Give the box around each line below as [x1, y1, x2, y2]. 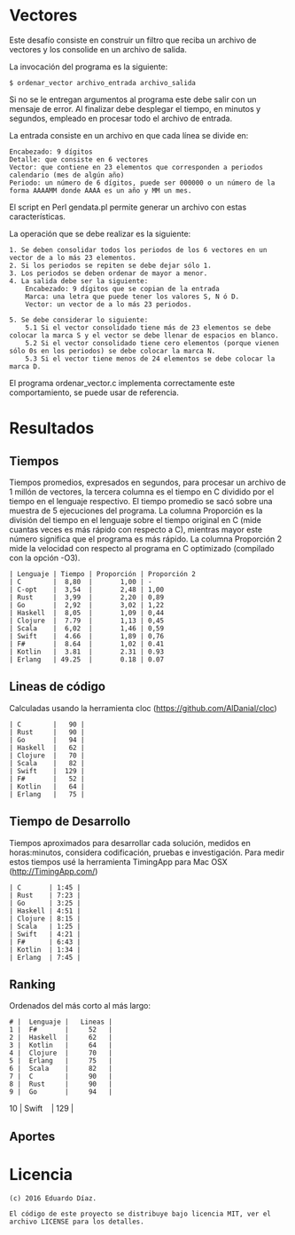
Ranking [9, 977, 56, 992]
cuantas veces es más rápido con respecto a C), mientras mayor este [9, 524, 263, 534]
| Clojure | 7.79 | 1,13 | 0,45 [9, 616, 165, 625]
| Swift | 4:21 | [9, 930, 82, 938]
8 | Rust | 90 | [9, 1080, 113, 1089]
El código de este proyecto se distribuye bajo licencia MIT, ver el [9, 1209, 272, 1218]
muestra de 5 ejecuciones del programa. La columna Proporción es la [9, 505, 263, 516]
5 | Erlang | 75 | [9, 1057, 113, 1065]
